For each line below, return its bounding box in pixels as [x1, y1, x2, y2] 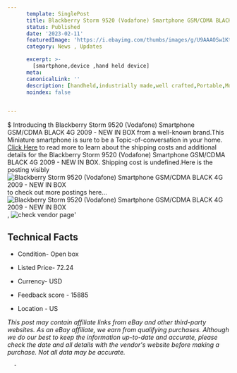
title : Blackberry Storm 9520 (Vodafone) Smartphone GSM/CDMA [25, 17, 213, 24]
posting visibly [7, 166, 50, 174]
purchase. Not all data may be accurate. [7, 348, 126, 356]
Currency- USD [17, 276, 63, 286]
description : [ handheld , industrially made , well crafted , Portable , [25, 82, 226, 89]
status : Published [25, 23, 80, 30]
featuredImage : [25, 37, 71, 44]
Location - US [17, 304, 59, 312]
